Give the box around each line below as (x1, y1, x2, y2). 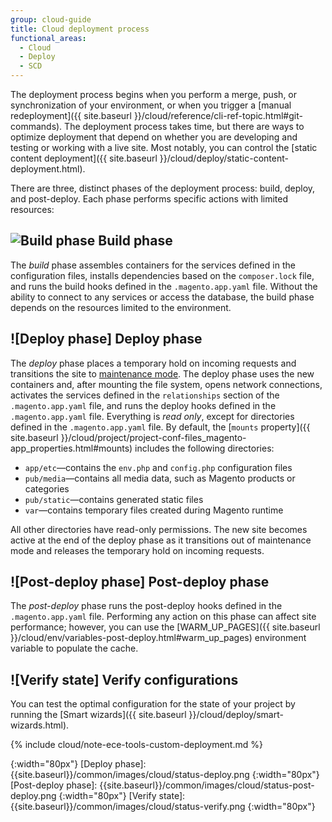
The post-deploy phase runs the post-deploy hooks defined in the (10, 600, 283, 612)
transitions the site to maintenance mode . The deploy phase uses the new (10, 367, 315, 380)
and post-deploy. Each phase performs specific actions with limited (10, 193, 289, 205)
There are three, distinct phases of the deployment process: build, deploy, (10, 182, 316, 194)
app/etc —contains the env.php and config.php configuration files (24, 461, 293, 473)
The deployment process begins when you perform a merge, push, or (10, 89, 298, 100)
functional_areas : (10, 33, 87, 43)
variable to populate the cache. (10, 642, 139, 655)
